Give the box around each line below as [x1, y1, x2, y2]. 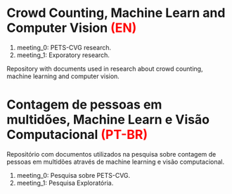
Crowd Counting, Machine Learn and [6, 5, 226, 21]
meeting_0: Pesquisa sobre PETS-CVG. [16, 171, 131, 179]
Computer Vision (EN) [6, 20, 137, 36]
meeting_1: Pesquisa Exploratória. [16, 178, 114, 187]
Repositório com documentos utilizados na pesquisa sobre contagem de [6, 150, 217, 158]
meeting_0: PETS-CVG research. [16, 43, 112, 51]
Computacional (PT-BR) [6, 127, 148, 143]
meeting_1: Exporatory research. [16, 51, 110, 59]
